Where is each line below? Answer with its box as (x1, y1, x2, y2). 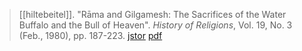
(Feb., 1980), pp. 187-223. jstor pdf (18, 30, 163, 41)
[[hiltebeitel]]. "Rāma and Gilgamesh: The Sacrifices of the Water (18, 9, 287, 20)
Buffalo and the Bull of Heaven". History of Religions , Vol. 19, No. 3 (18, 19, 293, 31)
